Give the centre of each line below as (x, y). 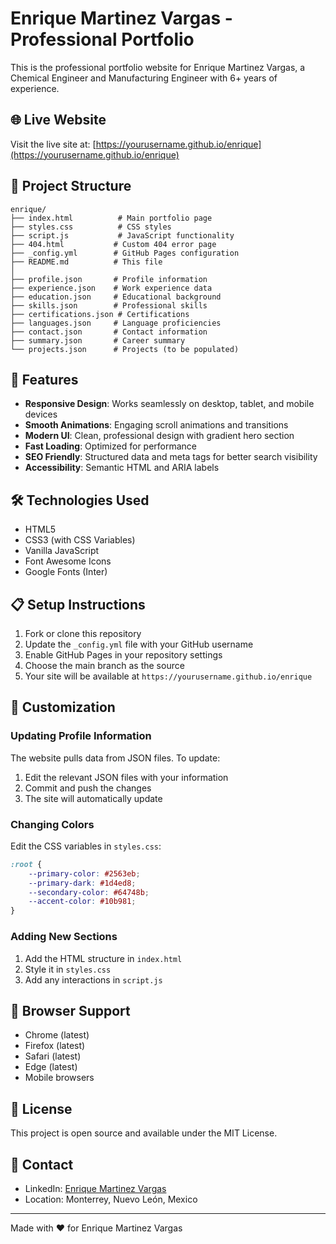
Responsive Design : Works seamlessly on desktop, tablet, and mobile (169, 404)
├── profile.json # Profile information (109, 279)
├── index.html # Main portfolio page (111, 218)
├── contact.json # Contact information (109, 332)
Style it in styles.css (68, 969)
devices (41, 414)
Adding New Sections (64, 937)
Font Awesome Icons (68, 561)
